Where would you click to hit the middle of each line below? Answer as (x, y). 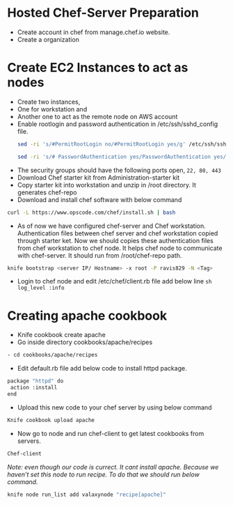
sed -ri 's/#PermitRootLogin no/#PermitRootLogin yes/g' (102, 144)
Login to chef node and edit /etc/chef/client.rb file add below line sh (114, 281)
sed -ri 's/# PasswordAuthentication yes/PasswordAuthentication (114, 157)
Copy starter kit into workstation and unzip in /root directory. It (107, 185)
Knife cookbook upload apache (51, 420)
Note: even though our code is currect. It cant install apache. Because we (113, 467)
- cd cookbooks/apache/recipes (53, 355)
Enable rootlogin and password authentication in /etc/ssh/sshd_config (118, 124)
